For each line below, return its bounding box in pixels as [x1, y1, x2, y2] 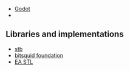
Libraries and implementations [5, 29, 124, 39]
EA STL [14, 58, 33, 66]
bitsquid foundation [14, 52, 64, 59]
